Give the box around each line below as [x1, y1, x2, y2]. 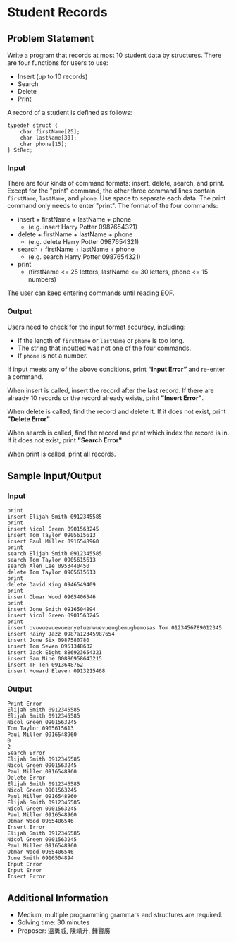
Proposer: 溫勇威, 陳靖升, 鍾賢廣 [17, 926, 111, 935]
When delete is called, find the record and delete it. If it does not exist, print [7, 407, 226, 416]
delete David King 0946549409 [7, 581, 97, 588]
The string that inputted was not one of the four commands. [17, 344, 192, 352]
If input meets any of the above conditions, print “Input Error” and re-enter [7, 365, 225, 373]
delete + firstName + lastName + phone [17, 230, 133, 238]
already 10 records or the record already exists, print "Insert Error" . [7, 393, 204, 402]
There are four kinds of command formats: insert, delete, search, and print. [7, 179, 225, 188]
